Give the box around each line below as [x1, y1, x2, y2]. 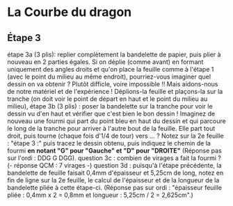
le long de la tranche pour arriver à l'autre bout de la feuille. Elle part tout [7, 125, 216, 132]
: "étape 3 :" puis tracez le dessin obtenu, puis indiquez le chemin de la [7, 139, 211, 147]
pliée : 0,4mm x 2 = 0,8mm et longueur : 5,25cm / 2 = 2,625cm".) [7, 191, 193, 199]
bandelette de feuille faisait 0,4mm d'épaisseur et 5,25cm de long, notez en [7, 168, 224, 177]
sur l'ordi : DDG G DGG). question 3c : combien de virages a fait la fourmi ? [7, 154, 221, 162]
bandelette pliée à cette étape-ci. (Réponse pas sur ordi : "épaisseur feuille [7, 184, 223, 191]
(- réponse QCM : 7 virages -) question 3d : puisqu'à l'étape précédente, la [7, 161, 222, 169]
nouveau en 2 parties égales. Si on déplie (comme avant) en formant [7, 58, 204, 66]
